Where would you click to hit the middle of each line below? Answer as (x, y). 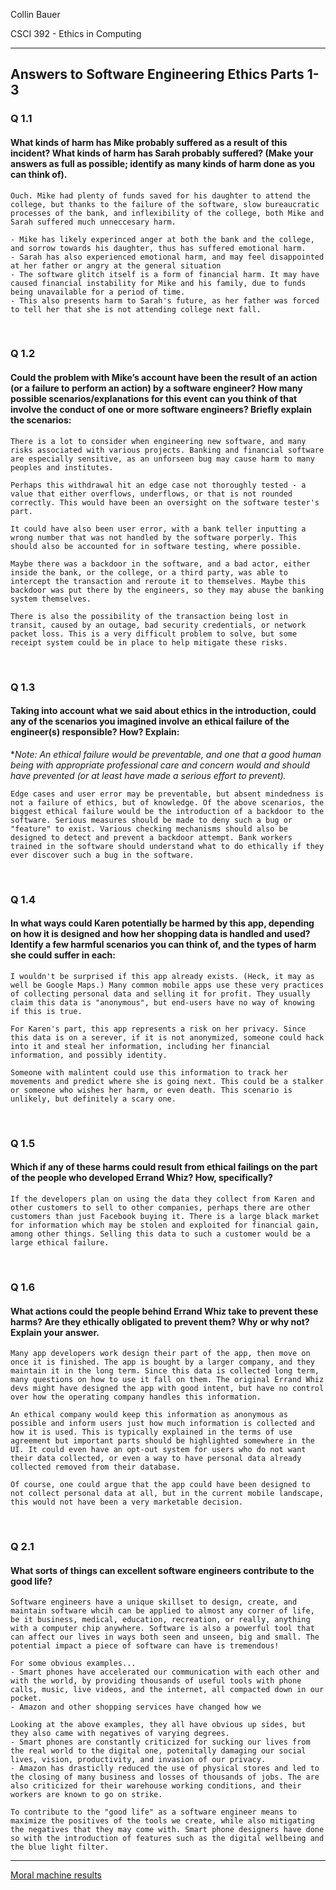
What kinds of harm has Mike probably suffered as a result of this (149, 142)
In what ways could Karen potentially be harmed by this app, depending (162, 923)
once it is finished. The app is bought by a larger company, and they (162, 1362)
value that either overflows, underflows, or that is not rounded (151, 494)
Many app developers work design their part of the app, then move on (160, 1354)
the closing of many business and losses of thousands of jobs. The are (165, 1777)
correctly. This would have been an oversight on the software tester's (165, 502)
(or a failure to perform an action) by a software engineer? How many (156, 388)
